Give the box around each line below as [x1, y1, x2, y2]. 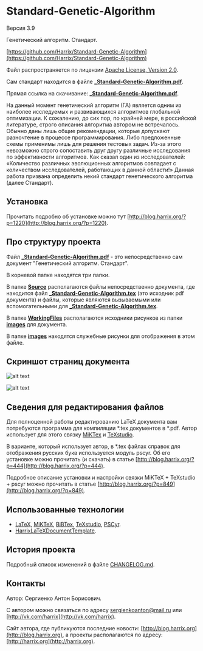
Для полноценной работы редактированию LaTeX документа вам [6, 418, 177, 425]
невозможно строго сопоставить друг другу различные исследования [6, 146, 190, 154]
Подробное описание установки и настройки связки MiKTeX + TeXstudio [6, 474, 196, 481]
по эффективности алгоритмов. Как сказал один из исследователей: [6, 153, 185, 160]
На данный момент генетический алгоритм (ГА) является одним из [6, 102, 182, 109]
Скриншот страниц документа [6, 356, 130, 367]
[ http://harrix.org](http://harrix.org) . [6, 637, 95, 645]
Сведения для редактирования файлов [6, 402, 164, 412]
